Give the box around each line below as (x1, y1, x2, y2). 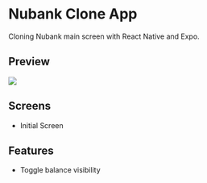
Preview (8, 55, 51, 69)
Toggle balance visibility (19, 165, 101, 175)
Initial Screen (19, 120, 64, 130)
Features (8, 143, 54, 157)
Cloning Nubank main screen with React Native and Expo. (8, 31, 200, 41)
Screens (8, 99, 51, 113)
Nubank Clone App (8, 5, 138, 23)
